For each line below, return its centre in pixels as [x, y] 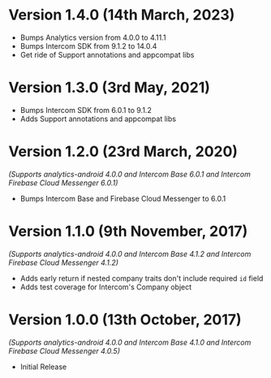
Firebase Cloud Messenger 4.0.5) [64, 350]
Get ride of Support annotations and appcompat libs [107, 54]
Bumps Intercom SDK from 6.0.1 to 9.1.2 [86, 110]
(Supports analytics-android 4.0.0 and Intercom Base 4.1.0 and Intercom [130, 342]
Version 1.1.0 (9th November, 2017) [128, 231]
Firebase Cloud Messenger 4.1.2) [64, 263]
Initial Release [43, 367]
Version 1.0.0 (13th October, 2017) [125, 319]
